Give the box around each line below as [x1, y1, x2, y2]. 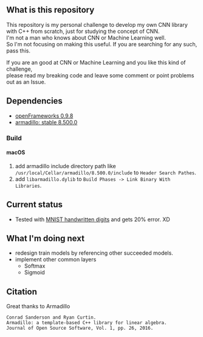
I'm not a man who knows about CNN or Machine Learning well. [6, 34, 166, 41]
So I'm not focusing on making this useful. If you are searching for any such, [6, 40, 198, 48]
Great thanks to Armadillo [6, 303, 71, 310]
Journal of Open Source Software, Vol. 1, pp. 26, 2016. [6, 325, 154, 332]
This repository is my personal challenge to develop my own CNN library [6, 21, 188, 28]
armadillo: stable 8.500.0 [15, 118, 78, 126]
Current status [6, 199, 63, 210]
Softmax [24, 262, 46, 270]
